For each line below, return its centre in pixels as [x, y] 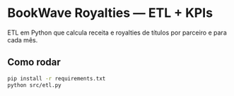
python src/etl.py [34, 85]
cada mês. [23, 40]
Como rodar [34, 62]
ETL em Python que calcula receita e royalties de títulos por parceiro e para [117, 32]
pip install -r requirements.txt [57, 78]
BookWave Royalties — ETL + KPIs [110, 13]
